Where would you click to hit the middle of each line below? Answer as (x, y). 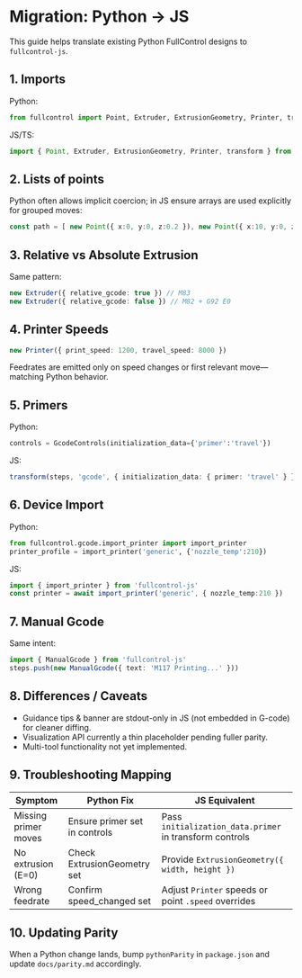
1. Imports (37, 80)
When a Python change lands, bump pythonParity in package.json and (139, 955)
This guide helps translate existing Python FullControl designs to (128, 41)
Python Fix (111, 800)
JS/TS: (22, 135)
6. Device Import (57, 505)
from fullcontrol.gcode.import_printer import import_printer (128, 543)
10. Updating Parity (64, 933)
